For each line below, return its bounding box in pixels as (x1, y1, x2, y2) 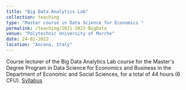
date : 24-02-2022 (6, 36, 49, 42)
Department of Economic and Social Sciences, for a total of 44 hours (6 (6, 70, 181, 78)
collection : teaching (6, 14, 60, 20)
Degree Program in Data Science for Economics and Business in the (6, 64, 171, 71)
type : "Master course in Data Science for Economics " (6, 20, 144, 25)
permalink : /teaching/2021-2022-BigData (6, 25, 107, 31)
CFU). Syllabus (6, 76, 43, 83)
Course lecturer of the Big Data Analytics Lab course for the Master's (6, 57, 175, 65)
